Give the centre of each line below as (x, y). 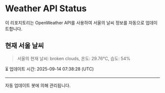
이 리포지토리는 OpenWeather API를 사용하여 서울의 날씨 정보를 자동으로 (75, 23)
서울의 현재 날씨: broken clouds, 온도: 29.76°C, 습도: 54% (74, 58)
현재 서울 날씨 (25, 46)
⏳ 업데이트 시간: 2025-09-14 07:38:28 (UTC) (50, 69)
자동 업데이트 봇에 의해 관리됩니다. (38, 85)
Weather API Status (46, 9)
